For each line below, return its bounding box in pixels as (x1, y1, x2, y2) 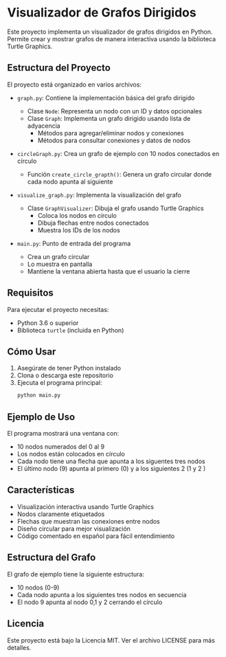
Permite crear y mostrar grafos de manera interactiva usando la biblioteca (7, 34, 216, 43)
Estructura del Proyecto (7, 62, 111, 74)
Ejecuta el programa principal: (16, 379, 102, 387)
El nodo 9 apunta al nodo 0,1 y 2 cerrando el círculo (16, 598, 163, 606)
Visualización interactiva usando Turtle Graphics (16, 502, 155, 511)
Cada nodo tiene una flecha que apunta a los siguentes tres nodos (16, 457, 205, 465)
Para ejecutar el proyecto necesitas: (7, 305, 109, 313)
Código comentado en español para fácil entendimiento (16, 531, 175, 540)
